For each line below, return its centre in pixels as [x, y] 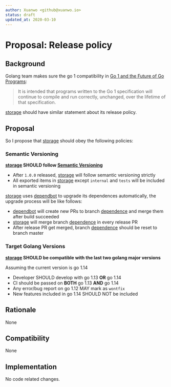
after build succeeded [36, 217]
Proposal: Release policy [59, 45]
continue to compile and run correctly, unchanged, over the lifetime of [92, 97]
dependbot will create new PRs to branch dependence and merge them [88, 211]
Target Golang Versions [35, 247]
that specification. [37, 103]
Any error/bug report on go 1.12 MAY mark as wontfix [69, 288]
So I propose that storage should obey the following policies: [69, 141]
